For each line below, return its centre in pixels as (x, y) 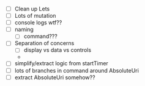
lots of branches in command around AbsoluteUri (76, 70)
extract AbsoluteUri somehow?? (55, 77)
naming (24, 29)
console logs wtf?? (38, 23)
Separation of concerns (44, 43)
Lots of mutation (35, 16)
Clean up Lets (32, 9)
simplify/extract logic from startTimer (61, 63)
